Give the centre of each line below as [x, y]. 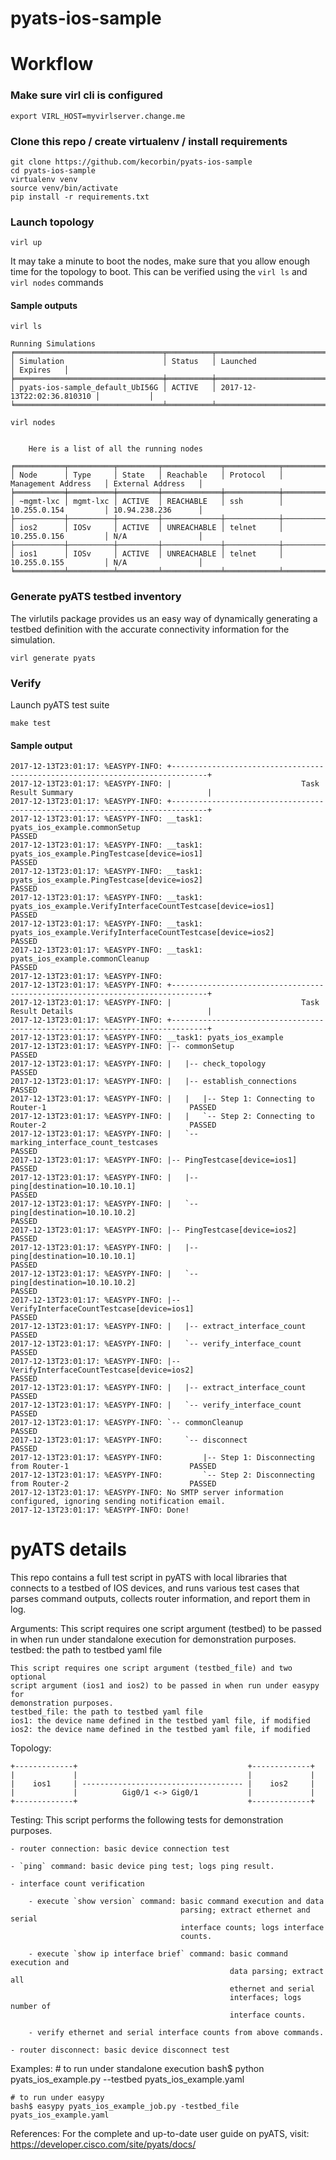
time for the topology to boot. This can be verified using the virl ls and [159, 272]
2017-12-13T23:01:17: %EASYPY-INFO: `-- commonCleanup [127, 1423]
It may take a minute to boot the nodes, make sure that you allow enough [160, 261]
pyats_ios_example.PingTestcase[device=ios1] [106, 854]
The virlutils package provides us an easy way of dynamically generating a [164, 618]
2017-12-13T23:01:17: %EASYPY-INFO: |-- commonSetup [122, 1047]
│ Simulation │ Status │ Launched [133, 362]
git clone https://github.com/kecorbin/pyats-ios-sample [131, 162]
